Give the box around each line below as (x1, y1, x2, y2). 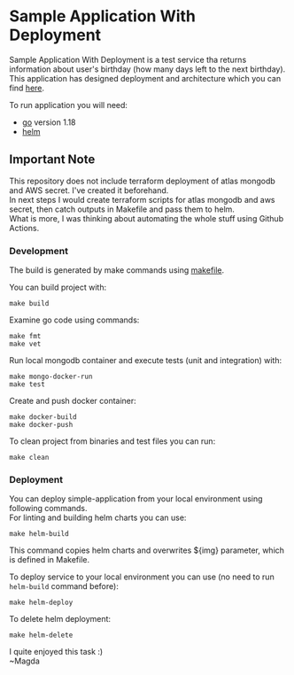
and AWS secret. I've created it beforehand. (9, 184, 169, 196)
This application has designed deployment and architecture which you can (9, 73, 282, 83)
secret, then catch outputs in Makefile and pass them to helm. (9, 204, 235, 214)
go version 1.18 (21, 117, 77, 128)
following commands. (9, 503, 88, 514)
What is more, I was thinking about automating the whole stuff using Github (9, 213, 284, 223)
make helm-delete (9, 631, 73, 640)
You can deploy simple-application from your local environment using (9, 493, 263, 504)
